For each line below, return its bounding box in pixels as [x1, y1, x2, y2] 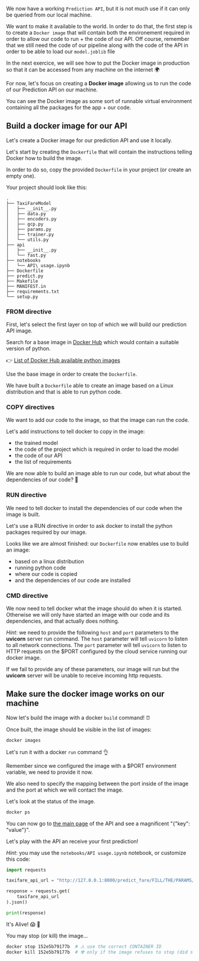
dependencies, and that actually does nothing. [6, 617, 120, 624]
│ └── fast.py [6, 252, 46, 258]
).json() [6, 899, 28, 905]
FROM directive [6, 307, 52, 316]
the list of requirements [14, 459, 72, 466]
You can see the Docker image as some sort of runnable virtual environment [6, 98, 192, 104]
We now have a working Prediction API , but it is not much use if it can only [6, 5, 190, 12]
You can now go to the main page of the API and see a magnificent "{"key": [6, 820, 191, 827]
